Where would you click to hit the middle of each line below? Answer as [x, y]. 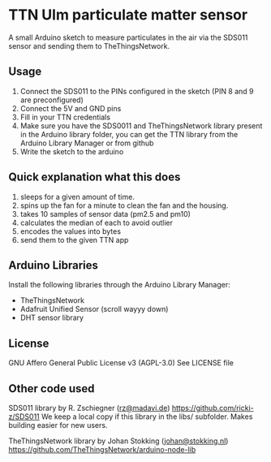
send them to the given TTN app [74, 240]
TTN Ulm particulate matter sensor [128, 15]
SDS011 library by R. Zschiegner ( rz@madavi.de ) [89, 408]
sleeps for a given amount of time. [77, 196]
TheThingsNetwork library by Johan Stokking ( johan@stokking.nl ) [118, 441]
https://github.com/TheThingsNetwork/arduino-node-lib [102, 449]
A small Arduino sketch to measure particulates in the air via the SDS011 [128, 37]
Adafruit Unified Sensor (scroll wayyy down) [94, 309]
